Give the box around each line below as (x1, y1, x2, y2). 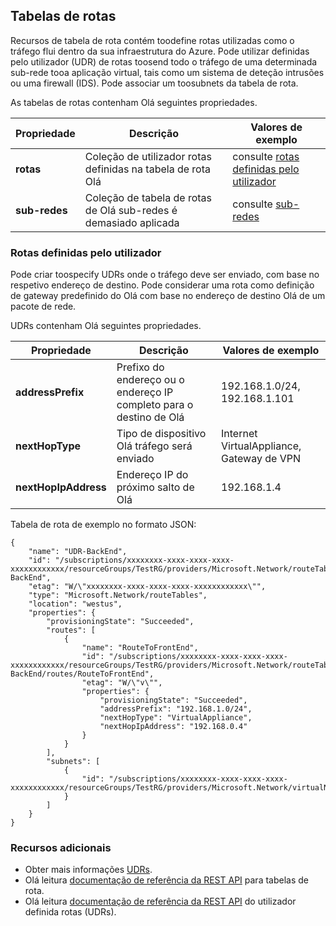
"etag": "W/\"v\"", (81, 678, 163, 688)
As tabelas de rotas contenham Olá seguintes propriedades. (10, 96, 258, 108)
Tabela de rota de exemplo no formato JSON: (10, 519, 197, 531)
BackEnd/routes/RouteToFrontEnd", (10, 669, 155, 679)
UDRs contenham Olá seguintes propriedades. (10, 320, 202, 332)
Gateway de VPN (221, 452, 301, 466)
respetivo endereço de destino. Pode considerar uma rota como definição (10, 279, 315, 291)
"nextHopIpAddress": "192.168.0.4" (99, 722, 248, 732)
